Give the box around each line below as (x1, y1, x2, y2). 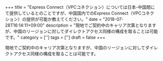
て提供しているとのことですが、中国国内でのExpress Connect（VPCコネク (5, 10, 155, 16)
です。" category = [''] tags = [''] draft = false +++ (5, 34, 106, 40)
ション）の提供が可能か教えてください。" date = (5, 16, 102, 22)
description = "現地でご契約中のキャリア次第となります (45, 22, 157, 28)
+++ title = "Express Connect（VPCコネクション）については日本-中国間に (5, 4, 155, 10)
